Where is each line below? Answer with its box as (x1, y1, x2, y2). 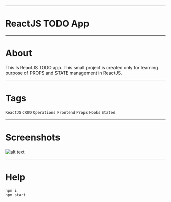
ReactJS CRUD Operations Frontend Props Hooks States (5, 110, 116, 115)
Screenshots (5, 132, 61, 143)
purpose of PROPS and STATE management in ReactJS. (5, 70, 122, 76)
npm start (5, 192, 26, 197)
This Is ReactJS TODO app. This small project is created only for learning (5, 64, 158, 70)
